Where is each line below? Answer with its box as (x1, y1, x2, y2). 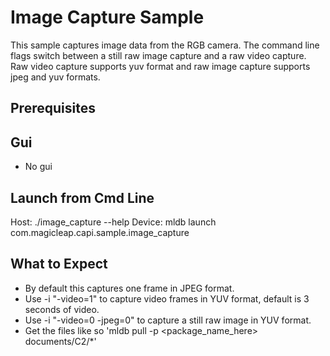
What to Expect (10, 256, 108, 273)
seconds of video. (24, 303, 100, 315)
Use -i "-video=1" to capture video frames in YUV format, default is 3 (24, 292, 310, 305)
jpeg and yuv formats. (10, 71, 101, 83)
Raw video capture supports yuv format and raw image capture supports (10, 60, 311, 72)
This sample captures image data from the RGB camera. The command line (10, 39, 320, 51)
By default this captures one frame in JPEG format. (24, 282, 235, 294)
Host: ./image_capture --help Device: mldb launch (10, 216, 217, 228)
